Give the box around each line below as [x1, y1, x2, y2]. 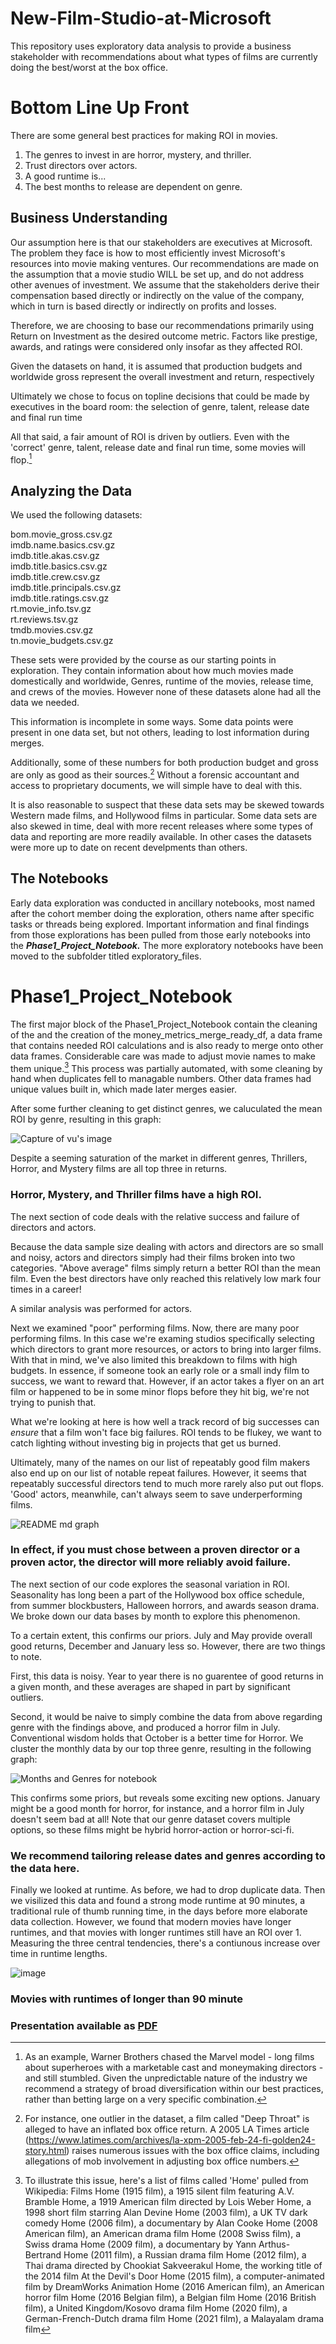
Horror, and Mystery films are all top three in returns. [10, 1163, 228, 1175]
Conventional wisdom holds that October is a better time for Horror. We [10, 1732, 304, 1744]
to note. [10, 1650, 43, 1662]
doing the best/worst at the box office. [10, 61, 168, 73]
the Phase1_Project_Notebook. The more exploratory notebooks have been [10, 939, 324, 951]
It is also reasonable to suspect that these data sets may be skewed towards [10, 798, 325, 811]
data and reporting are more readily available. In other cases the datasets [10, 830, 312, 842]
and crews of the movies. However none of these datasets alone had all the [10, 686, 322, 698]
